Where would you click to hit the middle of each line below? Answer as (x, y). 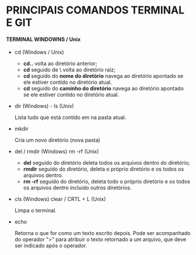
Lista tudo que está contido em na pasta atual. (71, 117)
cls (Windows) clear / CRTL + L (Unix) (60, 199)
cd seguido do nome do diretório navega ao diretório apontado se (103, 76)
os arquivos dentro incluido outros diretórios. (77, 188)
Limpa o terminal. (35, 210)
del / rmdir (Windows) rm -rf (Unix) (57, 152)
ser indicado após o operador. (51, 246)
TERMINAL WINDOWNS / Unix (43, 39)
